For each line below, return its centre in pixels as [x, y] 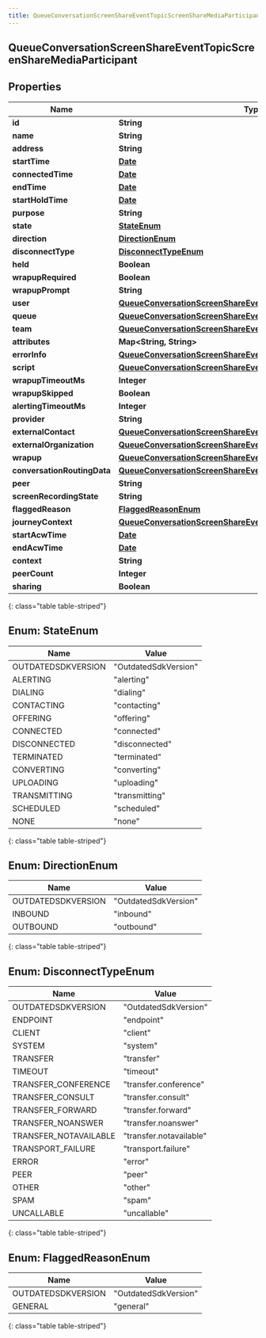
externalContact [44, 431]
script [24, 367]
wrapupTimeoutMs [49, 380]
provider [28, 419]
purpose [28, 212]
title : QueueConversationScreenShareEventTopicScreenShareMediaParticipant [136, 15]
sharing [27, 586]
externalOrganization [53, 445]
